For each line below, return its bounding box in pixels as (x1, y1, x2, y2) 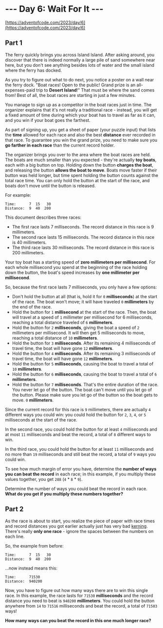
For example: (5, 192, 32, 198)
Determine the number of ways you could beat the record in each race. (5, 486, 147, 492)
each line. (5, 533, 25, 539)
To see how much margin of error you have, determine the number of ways (5, 466, 157, 472)
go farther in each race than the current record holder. (5, 142, 115, 148)
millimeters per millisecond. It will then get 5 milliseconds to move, (12, 330, 145, 336)
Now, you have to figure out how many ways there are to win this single (5, 587, 148, 593)
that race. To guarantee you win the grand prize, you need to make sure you (5, 137, 158, 143)
